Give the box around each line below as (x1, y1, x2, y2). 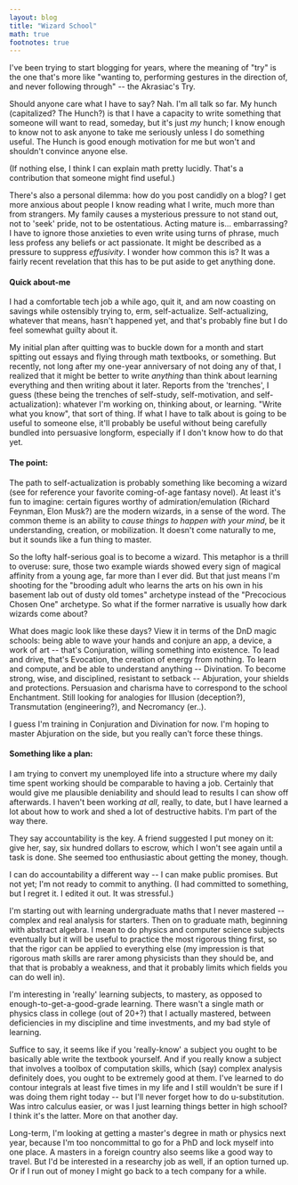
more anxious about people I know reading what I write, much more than (9, 200, 276, 210)
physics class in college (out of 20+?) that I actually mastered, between (9, 1008, 271, 1018)
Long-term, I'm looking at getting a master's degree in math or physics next (9, 1127, 286, 1138)
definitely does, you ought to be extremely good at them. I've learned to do (9, 1072, 285, 1083)
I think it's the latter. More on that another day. (9, 1110, 179, 1121)
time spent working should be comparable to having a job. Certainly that (9, 778, 274, 788)
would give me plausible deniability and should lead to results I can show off (9, 786, 289, 798)
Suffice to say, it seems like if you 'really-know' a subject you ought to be (9, 1044, 278, 1055)
